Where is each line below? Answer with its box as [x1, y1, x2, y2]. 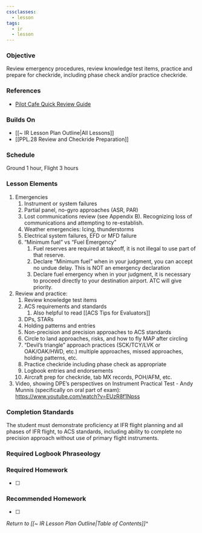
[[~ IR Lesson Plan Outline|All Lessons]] [15, 129, 114, 137]
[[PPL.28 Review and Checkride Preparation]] [15, 136, 129, 143]
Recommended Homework [6, 494, 86, 503]
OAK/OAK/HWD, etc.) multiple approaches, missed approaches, [24, 347, 183, 355]
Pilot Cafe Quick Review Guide [15, 100, 91, 108]
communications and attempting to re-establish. [24, 219, 144, 226]
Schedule [6, 151, 35, 159]
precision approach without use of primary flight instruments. [6, 434, 159, 442]
